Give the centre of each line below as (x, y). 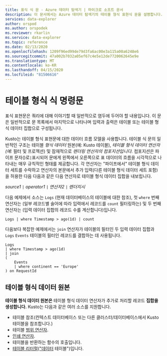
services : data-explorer (31, 19)
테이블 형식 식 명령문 (44, 101)
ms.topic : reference (27, 42)
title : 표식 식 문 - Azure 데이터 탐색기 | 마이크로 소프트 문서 (64, 10)
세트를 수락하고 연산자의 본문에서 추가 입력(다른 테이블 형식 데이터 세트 (79, 170)
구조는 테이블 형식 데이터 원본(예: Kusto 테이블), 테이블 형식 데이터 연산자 (89, 145)
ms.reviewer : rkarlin (28, 33)
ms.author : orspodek (27, 28)
